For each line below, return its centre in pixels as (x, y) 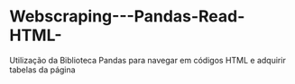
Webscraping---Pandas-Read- (127, 17)
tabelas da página (42, 70)
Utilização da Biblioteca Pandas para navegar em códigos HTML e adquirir (147, 60)
